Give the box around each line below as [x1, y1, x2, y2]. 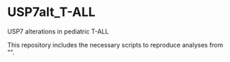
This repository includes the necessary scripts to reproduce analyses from [7, 40, 224, 49]
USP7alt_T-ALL [7, 4, 96, 20]
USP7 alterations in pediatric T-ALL [7, 27, 109, 36]
